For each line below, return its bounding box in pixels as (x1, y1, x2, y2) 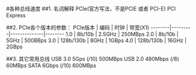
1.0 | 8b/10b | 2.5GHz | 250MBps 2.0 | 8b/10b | (66, 31, 179, 37)
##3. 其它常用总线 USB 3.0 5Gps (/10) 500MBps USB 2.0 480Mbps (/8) (6, 56, 179, 62)
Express (6, 12, 26, 19)
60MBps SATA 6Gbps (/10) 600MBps (6, 62, 96, 69)
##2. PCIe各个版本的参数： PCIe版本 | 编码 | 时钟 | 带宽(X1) (6, 24, 149, 31)
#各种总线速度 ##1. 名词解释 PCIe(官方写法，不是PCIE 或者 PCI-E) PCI (6, 5, 176, 12)
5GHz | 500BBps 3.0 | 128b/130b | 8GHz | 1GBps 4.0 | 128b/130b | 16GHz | (6, 37, 187, 44)
